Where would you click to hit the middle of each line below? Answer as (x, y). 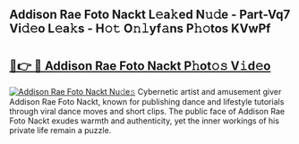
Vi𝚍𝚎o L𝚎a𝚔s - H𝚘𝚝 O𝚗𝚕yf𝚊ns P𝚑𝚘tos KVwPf (140, 29)
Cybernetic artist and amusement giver (209, 92)
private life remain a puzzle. (60, 130)
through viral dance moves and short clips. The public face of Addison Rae (147, 111)
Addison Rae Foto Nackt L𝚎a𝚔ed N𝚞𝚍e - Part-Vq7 (150, 15)
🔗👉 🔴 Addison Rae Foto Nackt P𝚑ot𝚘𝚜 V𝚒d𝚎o (140, 66)
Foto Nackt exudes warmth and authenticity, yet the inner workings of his (145, 121)
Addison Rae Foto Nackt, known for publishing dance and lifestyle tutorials (147, 102)
